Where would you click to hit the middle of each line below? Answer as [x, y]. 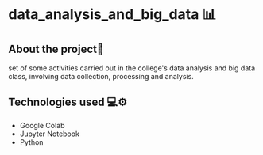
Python [31, 142]
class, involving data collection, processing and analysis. [101, 76]
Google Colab [42, 125]
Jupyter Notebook [49, 134]
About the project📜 [56, 49]
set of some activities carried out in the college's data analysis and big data [132, 68]
